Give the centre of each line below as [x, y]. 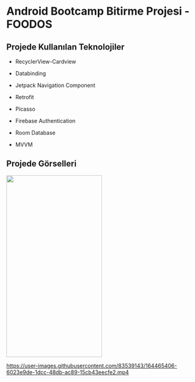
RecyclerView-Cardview [46, 62]
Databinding [31, 73]
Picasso [25, 109]
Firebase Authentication [45, 121]
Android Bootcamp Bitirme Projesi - [98, 11]
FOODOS [29, 24]
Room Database [35, 133]
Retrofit [24, 97]
